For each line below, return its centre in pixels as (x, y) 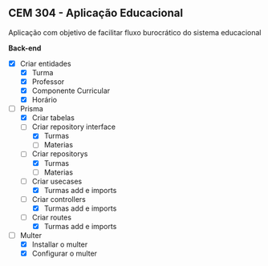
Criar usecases (57, 181)
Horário (45, 100)
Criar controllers (59, 199)
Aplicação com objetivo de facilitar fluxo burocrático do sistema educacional (135, 32)
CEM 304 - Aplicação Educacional (95, 13)
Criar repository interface (74, 127)
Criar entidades (45, 63)
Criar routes (52, 217)
